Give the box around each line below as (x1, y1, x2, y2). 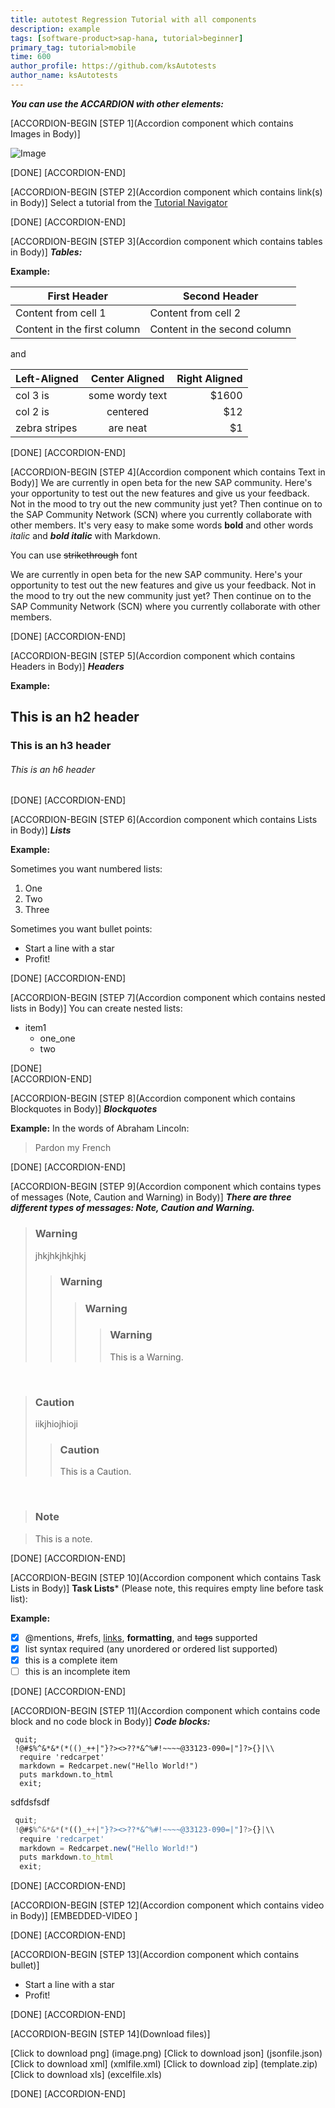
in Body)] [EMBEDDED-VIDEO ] (10, 1910, 138, 1922)
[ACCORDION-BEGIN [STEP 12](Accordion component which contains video (10, 1899, 325, 1911)
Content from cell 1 (15, 306, 107, 320)
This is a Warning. (109, 1351, 184, 1363)
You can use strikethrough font (10, 549, 138, 561)
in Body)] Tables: (10, 246, 83, 258)
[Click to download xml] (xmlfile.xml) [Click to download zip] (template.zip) (10, 2058, 318, 2070)
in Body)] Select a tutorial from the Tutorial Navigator (10, 196, 228, 208)
